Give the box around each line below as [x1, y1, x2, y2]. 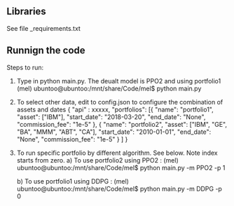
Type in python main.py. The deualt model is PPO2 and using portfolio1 [16, 76, 221, 85]
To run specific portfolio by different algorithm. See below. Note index [16, 149, 218, 157]
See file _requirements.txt [6, 24, 81, 32]
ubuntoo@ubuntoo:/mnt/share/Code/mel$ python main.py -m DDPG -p [16, 184, 222, 193]
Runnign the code [6, 45, 85, 57]
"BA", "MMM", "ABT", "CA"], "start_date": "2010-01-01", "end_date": [16, 128, 212, 136]
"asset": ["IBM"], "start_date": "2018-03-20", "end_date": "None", [16, 112, 206, 121]
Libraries [6, 6, 46, 18]
